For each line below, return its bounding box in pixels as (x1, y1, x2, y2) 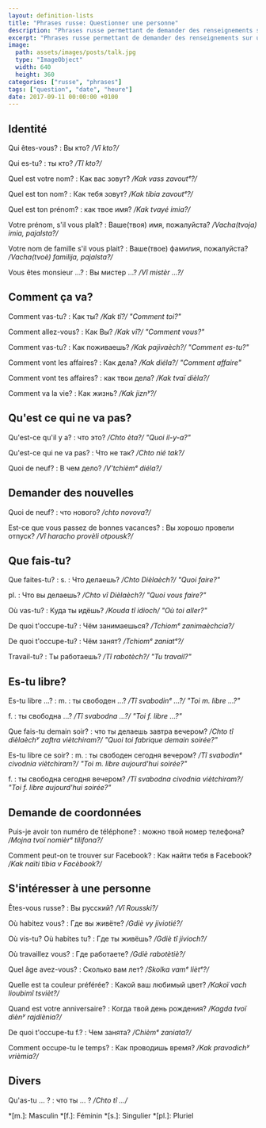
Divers (8, 1074, 41, 1088)
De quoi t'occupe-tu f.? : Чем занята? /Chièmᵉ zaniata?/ (8, 1027, 192, 1037)
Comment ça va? (8, 290, 93, 304)
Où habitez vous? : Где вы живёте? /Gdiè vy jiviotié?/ (8, 918, 183, 928)
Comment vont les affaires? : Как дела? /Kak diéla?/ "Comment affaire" (8, 358, 241, 367)
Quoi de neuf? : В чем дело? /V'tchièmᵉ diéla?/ (8, 463, 162, 473)
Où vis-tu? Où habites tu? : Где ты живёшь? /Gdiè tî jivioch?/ (8, 934, 207, 943)
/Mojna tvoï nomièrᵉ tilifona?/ (8, 834, 103, 845)
